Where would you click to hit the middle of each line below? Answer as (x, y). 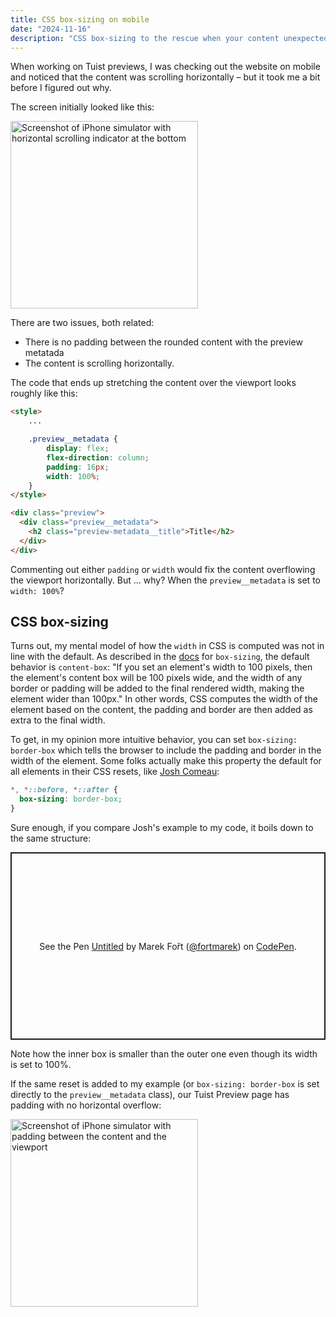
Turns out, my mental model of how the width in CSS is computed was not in (167, 646)
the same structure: (51, 838)
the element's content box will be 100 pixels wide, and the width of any (156, 678)
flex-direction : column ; (98, 457)
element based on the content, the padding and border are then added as (161, 710)
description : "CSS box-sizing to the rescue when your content (145, 38)
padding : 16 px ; (78, 467)
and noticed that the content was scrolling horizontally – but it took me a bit (165, 77)
